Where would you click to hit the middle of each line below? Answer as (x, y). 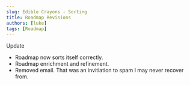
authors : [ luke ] (26, 23)
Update (16, 46)
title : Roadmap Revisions (38, 17)
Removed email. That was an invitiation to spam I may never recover (99, 71)
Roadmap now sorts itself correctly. (59, 57)
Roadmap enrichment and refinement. (62, 64)
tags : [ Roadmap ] (26, 29)
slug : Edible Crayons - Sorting (47, 12)
